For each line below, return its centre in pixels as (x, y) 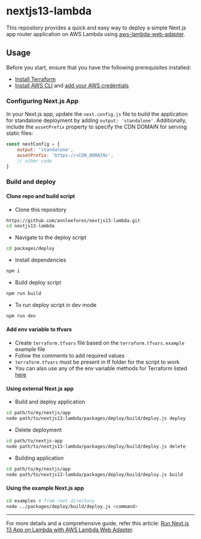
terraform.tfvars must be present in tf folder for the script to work (97, 362)
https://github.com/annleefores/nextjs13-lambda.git (73, 220)
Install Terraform (35, 79)
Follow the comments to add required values (70, 356)
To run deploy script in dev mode (56, 305)
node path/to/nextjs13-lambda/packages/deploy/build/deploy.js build (95, 474)
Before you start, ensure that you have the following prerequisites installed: (99, 67)
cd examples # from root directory (51, 501)
